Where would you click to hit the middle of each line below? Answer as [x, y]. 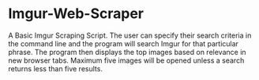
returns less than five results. [55, 68]
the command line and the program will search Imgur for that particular [124, 43]
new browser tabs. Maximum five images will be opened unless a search [126, 60]
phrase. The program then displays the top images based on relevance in [127, 52]
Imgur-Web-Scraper [76, 14]
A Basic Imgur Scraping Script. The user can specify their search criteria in [130, 35]
